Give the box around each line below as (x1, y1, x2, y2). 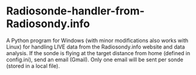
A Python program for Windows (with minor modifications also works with (6, 37, 189, 44)
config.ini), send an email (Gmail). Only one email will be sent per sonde (6, 56, 184, 63)
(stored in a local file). (6, 62, 60, 70)
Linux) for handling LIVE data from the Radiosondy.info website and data (6, 43, 185, 50)
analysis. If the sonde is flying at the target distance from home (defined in (6, 49, 191, 56)
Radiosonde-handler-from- (6, 4, 145, 18)
